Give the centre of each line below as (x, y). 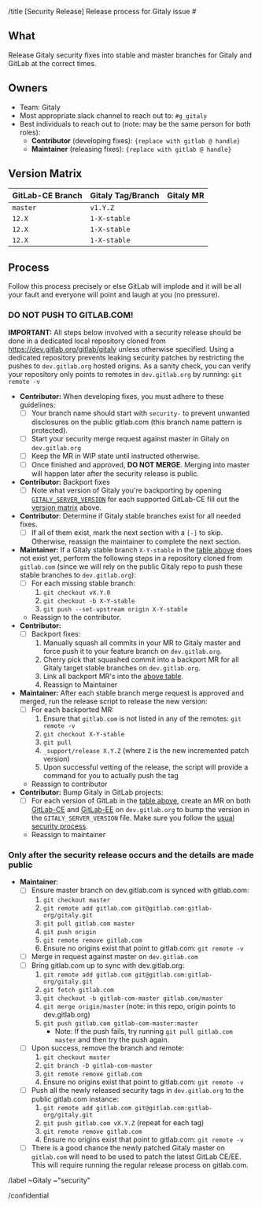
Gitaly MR (186, 196)
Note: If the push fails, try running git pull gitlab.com (144, 1031)
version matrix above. (66, 508)
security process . (59, 826)
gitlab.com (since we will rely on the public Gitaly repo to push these (131, 567)
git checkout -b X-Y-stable (89, 601)
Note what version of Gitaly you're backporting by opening (126, 490)
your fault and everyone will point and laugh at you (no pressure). (114, 295)
